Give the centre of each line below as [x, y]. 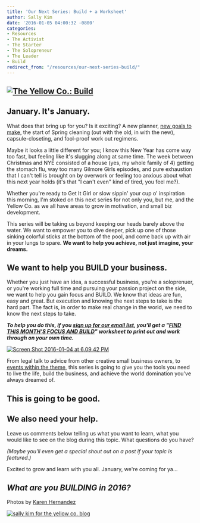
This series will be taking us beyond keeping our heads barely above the [96, 223]
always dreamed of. [31, 380]
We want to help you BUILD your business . [87, 268]
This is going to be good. [54, 399]
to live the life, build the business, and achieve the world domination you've [99, 373]
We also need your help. [53, 419]
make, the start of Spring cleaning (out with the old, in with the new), [91, 132]
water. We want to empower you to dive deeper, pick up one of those [91, 230]
